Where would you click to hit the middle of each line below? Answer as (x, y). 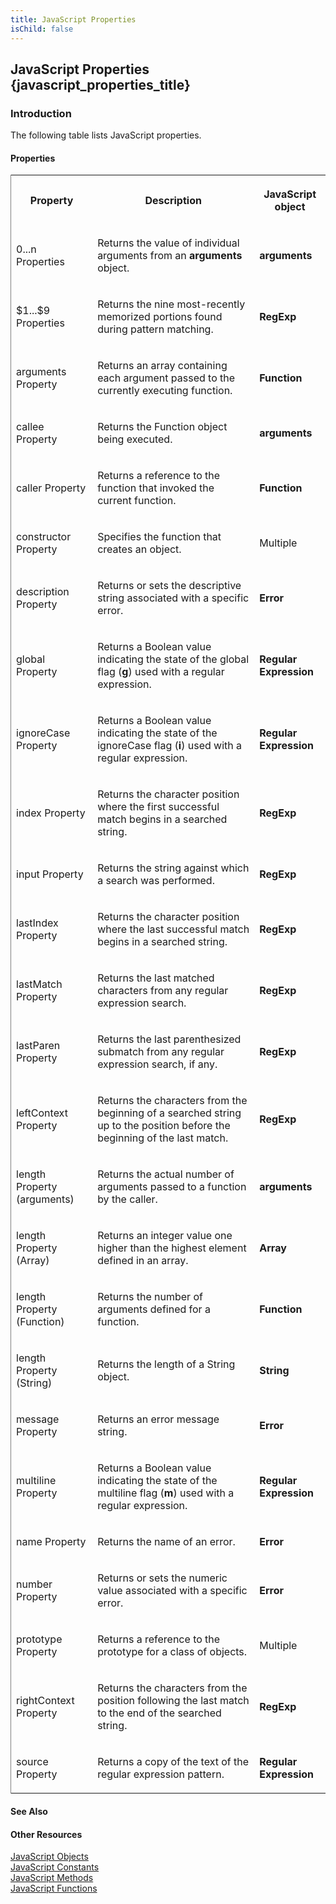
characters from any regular (163, 991)
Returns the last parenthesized (169, 1039)
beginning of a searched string (169, 1113)
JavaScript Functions (54, 1888)
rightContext (45, 1701)
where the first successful (158, 807)
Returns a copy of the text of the (173, 1762)
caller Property (51, 488)
